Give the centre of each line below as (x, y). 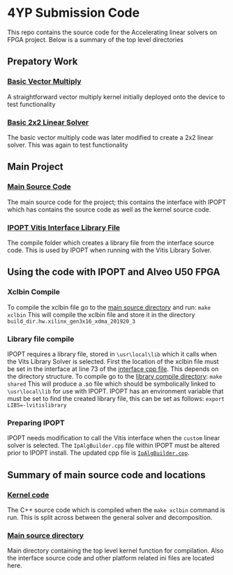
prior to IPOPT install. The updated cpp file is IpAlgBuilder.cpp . (98, 453)
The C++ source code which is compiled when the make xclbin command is (116, 510)
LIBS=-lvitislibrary (37, 405)
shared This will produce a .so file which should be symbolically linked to (112, 384)
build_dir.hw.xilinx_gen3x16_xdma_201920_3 (72, 321)
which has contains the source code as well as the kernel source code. (109, 209)
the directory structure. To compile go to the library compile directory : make (115, 376)
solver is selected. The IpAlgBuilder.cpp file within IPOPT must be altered (113, 446)
